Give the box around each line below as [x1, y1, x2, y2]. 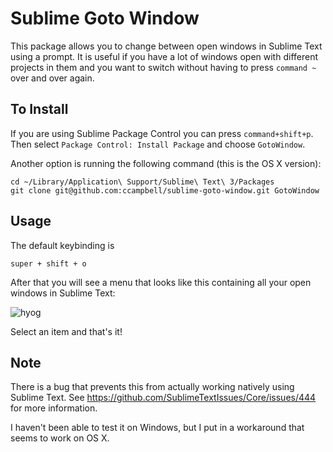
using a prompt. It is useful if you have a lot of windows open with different [10, 50, 319, 62]
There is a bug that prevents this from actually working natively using [10, 381, 295, 393]
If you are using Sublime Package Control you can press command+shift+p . [10, 127, 314, 139]
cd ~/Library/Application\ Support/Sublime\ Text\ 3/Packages [10, 177, 275, 187]
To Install [10, 101, 69, 118]
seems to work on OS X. [10, 432, 110, 444]
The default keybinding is [10, 239, 115, 251]
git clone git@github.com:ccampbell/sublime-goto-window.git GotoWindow [10, 185, 320, 196]
